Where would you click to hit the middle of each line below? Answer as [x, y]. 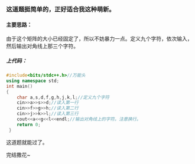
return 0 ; [29, 124]
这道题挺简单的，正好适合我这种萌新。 [61, 9]
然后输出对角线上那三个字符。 [42, 46]
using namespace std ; [33, 81]
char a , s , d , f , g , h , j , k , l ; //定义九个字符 [63, 97]
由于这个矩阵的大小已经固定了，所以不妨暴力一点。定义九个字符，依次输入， [99, 39]
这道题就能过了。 [27, 142]
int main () [19, 86]
